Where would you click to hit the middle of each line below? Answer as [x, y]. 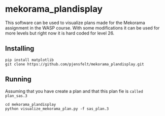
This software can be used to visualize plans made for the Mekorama [75, 23]
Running [18, 79]
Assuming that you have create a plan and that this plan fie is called [74, 91]
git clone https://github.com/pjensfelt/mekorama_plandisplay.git [75, 64]
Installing [20, 48]
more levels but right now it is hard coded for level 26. [60, 33]
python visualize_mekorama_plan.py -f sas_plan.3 [57, 109]
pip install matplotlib [30, 60]
